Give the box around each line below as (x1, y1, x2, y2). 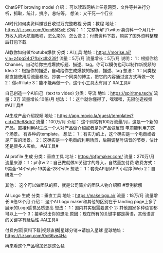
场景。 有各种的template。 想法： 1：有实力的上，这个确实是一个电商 (9, 131, 147, 136)
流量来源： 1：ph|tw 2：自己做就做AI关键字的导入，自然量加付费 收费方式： (5, 160, 157, 165)
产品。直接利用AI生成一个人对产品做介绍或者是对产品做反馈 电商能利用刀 (5, 125, 151, 131)
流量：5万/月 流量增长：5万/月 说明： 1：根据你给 (59, 56, 158, 61)
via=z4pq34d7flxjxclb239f (5, 56, 58, 61)
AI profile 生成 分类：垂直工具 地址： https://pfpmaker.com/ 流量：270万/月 (5, 154, 155, 159)
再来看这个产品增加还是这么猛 (5, 243, 65, 249)
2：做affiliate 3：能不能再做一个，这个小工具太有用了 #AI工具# (5, 80, 131, 85)
